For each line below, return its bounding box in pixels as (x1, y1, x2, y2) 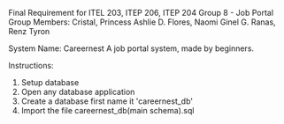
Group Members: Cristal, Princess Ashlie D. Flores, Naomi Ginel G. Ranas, (8, 17, 276, 27)
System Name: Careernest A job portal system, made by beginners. (8, 43, 254, 54)
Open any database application (20, 87, 135, 97)
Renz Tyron (8, 26, 50, 36)
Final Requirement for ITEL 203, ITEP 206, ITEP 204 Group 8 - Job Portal (8, 8, 274, 18)
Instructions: (8, 61, 54, 70)
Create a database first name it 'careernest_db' (20, 96, 194, 106)
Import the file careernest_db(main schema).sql (20, 106, 195, 115)
